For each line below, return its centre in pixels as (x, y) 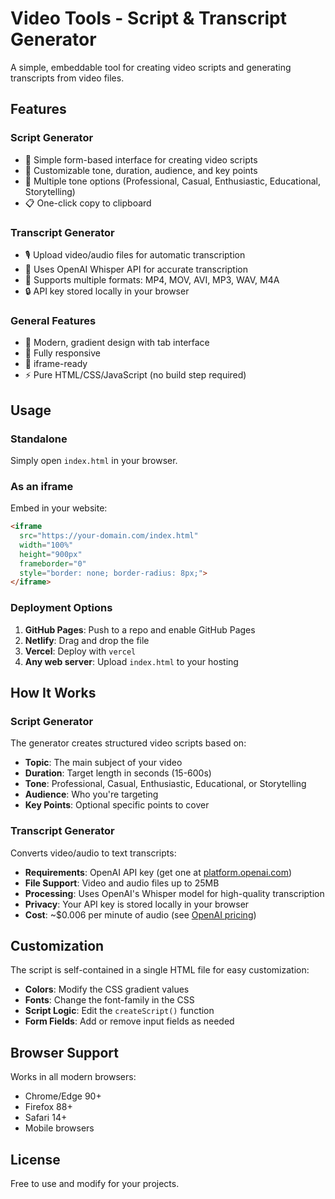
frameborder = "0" (53, 563)
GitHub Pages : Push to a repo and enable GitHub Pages (140, 629)
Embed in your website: (59, 508)
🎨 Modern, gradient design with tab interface (117, 343)
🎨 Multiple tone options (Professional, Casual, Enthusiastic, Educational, (173, 181)
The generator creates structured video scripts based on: (128, 743)
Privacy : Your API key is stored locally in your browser (137, 904)
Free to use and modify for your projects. (95, 1184)
